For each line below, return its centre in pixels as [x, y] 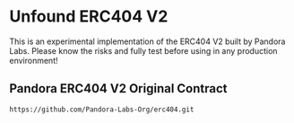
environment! [34, 60]
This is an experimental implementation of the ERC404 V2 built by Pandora [147, 41]
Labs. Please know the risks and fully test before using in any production [143, 50]
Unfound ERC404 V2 [89, 17]
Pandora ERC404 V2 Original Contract [118, 88]
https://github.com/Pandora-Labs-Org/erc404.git [102, 110]
